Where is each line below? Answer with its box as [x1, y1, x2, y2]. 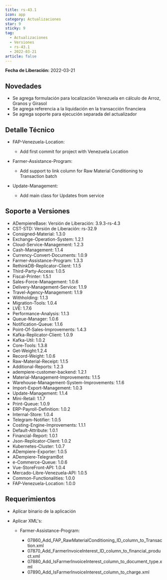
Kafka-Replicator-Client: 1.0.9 [12, 332, 73, 338]
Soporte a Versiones [5, 207, 70, 215]
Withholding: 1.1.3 [12, 294, 48, 300]
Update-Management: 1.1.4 [12, 390, 68, 396]
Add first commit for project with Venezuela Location [19, 148, 129, 154]
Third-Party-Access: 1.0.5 [12, 268, 65, 274]
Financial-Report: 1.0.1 [12, 433, 58, 439]
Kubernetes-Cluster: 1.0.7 [12, 443, 65, 449]
